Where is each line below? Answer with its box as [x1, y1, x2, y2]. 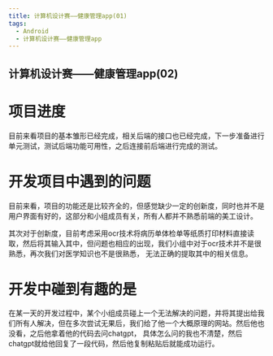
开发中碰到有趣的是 [8, 280, 137, 298]
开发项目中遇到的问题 [8, 172, 152, 191]
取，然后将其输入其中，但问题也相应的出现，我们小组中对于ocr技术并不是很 [8, 238, 262, 248]
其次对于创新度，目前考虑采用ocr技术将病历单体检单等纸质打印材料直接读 [8, 228, 254, 238]
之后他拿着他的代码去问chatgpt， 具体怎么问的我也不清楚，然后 [29, 328, 243, 338]
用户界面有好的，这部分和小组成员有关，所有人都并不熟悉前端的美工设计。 [8, 211, 258, 220]
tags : [8, 20, 27, 28]
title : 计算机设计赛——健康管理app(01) [8, 11, 128, 20]
